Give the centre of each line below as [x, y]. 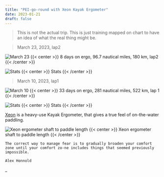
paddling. [15, 120]
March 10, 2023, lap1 [38, 81]
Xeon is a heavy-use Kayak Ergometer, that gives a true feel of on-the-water [82, 115]
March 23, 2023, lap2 [39, 48]
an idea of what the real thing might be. [57, 38]
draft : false [18, 19]
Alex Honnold [18, 161]
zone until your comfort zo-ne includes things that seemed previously [80, 148]
